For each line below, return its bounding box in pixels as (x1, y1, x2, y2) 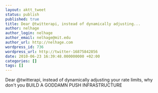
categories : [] (5, 58, 37, 63)
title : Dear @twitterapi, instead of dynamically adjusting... (5, 21, 141, 26)
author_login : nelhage (5, 30, 53, 35)
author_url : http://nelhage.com (5, 40, 73, 45)
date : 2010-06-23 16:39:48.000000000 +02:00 (5, 53, 100, 59)
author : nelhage (5, 26, 39, 31)
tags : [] (5, 63, 24, 68)
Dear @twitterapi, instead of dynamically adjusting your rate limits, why (5, 77, 153, 83)
